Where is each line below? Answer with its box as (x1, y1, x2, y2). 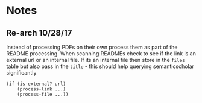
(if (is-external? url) (6, 81, 66, 87)
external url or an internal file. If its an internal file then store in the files (6, 57, 185, 63)
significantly (6, 69, 37, 76)
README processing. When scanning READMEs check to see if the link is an (6, 50, 196, 57)
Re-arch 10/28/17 (6, 28, 72, 38)
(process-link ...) (17, 86, 66, 92)
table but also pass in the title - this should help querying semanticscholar (6, 63, 195, 70)
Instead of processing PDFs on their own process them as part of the (6, 43, 178, 51)
